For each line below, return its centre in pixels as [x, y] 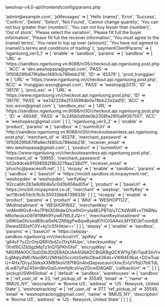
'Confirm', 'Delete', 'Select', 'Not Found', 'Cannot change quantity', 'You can [82, 22]
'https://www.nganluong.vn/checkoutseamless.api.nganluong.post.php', [78, 153]
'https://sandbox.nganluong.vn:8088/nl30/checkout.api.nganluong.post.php [82, 111]
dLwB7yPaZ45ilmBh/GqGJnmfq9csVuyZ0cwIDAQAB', [60, 268]
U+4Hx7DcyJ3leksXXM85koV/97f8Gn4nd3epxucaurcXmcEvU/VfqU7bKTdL [82, 263]
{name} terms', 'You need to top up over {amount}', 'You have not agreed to [82, 43]
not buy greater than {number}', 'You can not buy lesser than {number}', [78, 27]
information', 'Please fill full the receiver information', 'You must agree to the [82, 37]
